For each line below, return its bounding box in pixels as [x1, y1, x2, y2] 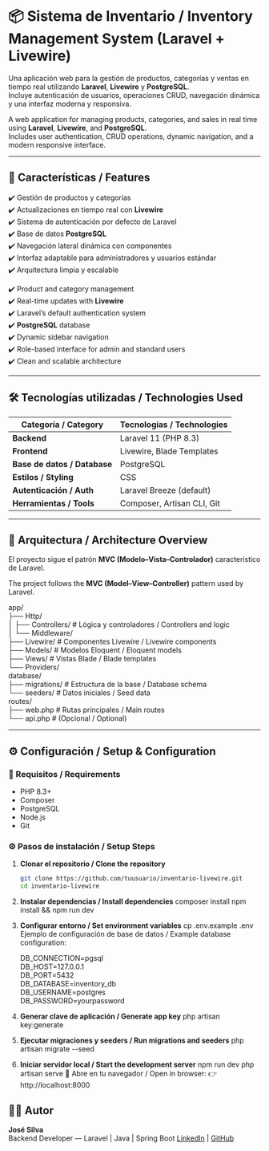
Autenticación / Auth [12, 484, 94, 495]
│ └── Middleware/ [8, 628, 74, 638]
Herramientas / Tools [12, 498, 94, 509]
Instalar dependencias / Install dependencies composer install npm [19, 897, 247, 906]
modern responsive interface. [8, 140, 106, 149]
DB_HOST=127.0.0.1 [19, 962, 84, 972]
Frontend [12, 445, 48, 457]
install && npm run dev [19, 905, 94, 915]
